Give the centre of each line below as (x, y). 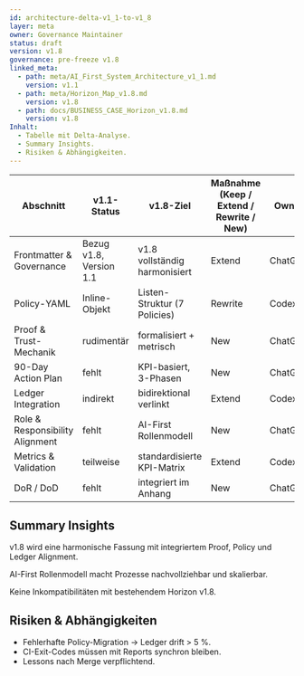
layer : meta (32, 26)
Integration (37, 404)
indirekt (98, 398)
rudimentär (105, 340)
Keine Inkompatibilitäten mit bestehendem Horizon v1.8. (113, 592)
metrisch (157, 347)
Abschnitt (44, 205)
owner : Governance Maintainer (66, 34)
